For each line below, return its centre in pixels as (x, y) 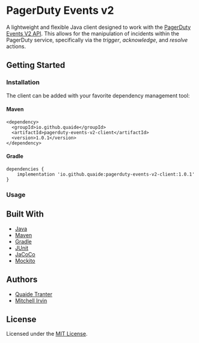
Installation (23, 82)
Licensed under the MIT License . (47, 334)
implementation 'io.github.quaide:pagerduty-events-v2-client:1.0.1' (106, 175)
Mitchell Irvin (31, 300)
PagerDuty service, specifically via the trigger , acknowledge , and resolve (97, 40)
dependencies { (25, 169)
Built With (25, 214)
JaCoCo (25, 254)
